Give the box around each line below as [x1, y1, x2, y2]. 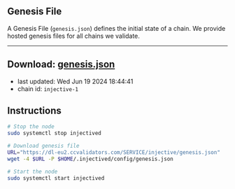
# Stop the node [7, 123, 55, 130]
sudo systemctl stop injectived [7, 129, 101, 137]
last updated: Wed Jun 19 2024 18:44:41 [17, 77, 134, 85]
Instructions [7, 105, 62, 117]
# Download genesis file [7, 143, 80, 150]
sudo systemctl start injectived [7, 174, 105, 181]
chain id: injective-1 [17, 84, 79, 93]
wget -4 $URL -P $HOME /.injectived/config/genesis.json [7, 155, 173, 162]
